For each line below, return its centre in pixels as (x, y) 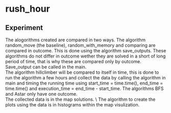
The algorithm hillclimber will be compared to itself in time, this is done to (82, 72)
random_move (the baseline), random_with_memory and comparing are (80, 45)
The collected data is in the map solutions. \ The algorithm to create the (80, 99)
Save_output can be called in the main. (46, 67)
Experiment (24, 28)
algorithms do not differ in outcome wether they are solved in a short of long (86, 56)
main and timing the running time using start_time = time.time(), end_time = (84, 83)
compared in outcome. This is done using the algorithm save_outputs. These (86, 51)
